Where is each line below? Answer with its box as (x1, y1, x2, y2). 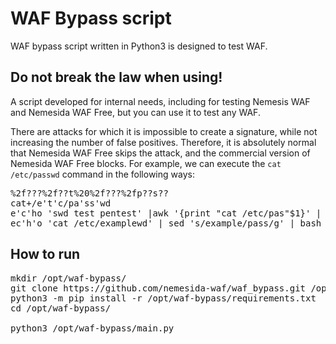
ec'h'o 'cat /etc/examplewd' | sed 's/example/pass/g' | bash (10, 217, 322, 229)
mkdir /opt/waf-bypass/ (10, 272, 127, 284)
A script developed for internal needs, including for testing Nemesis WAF (10, 95, 311, 107)
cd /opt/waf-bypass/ (10, 302, 112, 314)
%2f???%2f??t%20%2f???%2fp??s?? (10, 187, 169, 199)
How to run (10, 246, 81, 263)
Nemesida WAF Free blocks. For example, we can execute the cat (10, 157, 282, 169)
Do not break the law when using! (10, 69, 223, 86)
